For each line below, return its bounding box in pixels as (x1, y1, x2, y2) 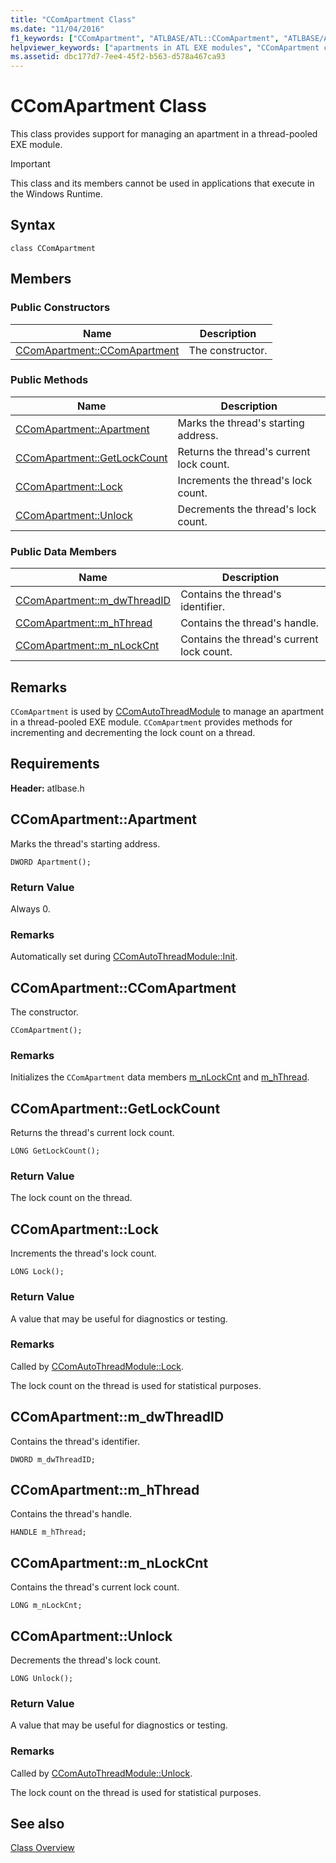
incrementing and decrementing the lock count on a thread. (10, 726, 256, 738)
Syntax (10, 217, 56, 234)
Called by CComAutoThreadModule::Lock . (10, 1360, 185, 1372)
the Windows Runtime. (10, 188, 103, 200)
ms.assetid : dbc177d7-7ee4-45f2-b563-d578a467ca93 (10, 52, 226, 62)
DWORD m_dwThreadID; (10, 1454, 97, 1465)
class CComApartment (10, 243, 97, 253)
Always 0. (10, 902, 51, 915)
